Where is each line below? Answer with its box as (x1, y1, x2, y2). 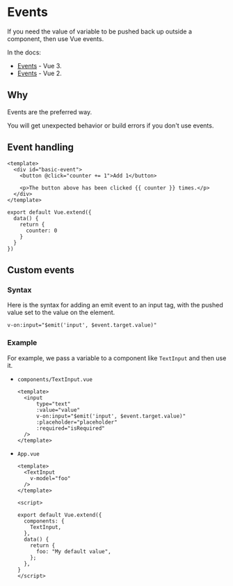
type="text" (35, 400, 71, 408)
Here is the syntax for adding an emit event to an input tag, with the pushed (7, 301, 224, 309)
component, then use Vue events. (7, 34, 104, 43)
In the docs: (7, 48, 42, 56)
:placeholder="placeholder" (35, 419, 118, 426)
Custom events (7, 264, 75, 276)
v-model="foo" (30, 475, 71, 481)
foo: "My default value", (35, 548, 111, 555)
